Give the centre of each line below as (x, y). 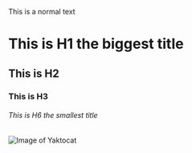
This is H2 (34, 73)
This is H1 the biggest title (96, 44)
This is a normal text (42, 12)
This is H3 (28, 96)
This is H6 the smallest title (53, 115)
